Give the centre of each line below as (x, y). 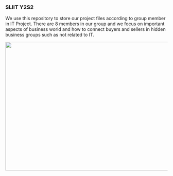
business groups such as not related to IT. (50, 35)
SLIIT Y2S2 (20, 7)
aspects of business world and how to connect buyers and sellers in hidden (85, 29)
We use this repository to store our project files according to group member (85, 19)
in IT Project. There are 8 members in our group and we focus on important (85, 24)
